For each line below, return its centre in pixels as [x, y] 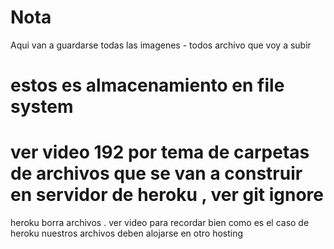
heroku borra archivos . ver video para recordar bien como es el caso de [160, 223]
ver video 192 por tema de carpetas [160, 152]
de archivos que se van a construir [156, 173]
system [42, 107]
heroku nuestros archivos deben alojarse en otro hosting [127, 233]
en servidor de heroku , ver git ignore [167, 195]
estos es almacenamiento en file [147, 85]
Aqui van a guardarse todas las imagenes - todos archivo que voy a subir [161, 45]
